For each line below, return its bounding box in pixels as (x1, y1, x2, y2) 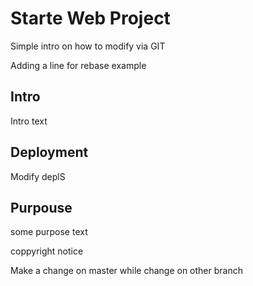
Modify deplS (10, 170, 66, 182)
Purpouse (10, 199, 73, 216)
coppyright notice (10, 245, 84, 257)
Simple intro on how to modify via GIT (10, 40, 166, 52)
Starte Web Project (10, 7, 171, 30)
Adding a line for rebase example (10, 59, 147, 71)
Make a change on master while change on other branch (10, 265, 243, 277)
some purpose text (10, 226, 88, 238)
